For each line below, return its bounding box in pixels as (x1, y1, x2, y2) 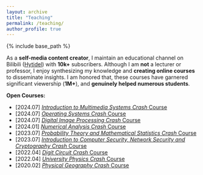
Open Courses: (6, 92, 46, 99)
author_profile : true (6, 26, 62, 32)
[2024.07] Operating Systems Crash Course (15, 110, 126, 117)
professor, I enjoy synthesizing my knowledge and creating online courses (6, 67, 195, 75)
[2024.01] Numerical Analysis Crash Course (15, 123, 126, 131)
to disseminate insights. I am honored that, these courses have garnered (6, 74, 188, 81)
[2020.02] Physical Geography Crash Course (15, 162, 129, 169)
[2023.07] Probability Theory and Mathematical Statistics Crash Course (15, 129, 197, 137)
